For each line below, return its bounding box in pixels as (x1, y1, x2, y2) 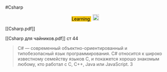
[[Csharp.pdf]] (5, 26, 35, 32)
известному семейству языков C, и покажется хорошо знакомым (17, 56, 159, 62)
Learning (71, 16, 91, 22)
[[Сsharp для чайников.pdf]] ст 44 (5, 35, 78, 41)
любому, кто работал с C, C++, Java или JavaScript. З (17, 61, 133, 67)
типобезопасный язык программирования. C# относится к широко (17, 50, 162, 56)
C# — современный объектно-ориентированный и (17, 45, 127, 51)
